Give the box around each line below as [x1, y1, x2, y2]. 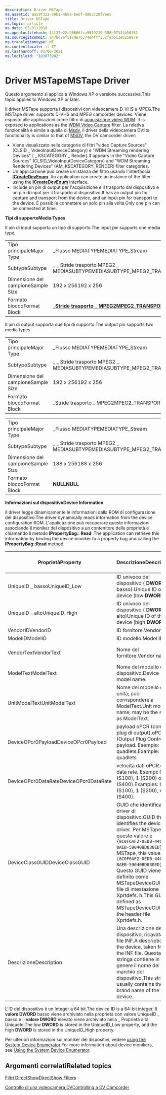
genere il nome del [116, 962, 160, 969]
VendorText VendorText [7, 649, 61, 656]
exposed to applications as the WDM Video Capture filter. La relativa [5, 122, 144, 128]
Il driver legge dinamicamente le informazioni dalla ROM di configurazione [5, 510, 156, 515]
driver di [116, 807, 136, 814]
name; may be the [116, 709, 158, 716]
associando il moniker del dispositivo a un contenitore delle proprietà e [5, 525, 149, 531]
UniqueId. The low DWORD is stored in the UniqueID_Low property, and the [5, 1022, 157, 1028]
